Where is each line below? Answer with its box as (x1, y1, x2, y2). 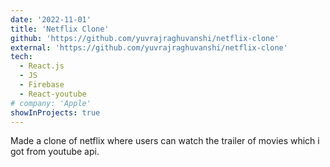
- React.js (19, 61, 65, 71)
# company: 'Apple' (10, 98, 92, 108)
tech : (10, 52, 33, 62)
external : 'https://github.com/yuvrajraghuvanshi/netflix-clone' (10, 42, 288, 53)
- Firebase (19, 80, 65, 90)
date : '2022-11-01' (10, 14, 92, 25)
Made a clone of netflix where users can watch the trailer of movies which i (10, 135, 320, 147)
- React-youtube (19, 89, 87, 99)
